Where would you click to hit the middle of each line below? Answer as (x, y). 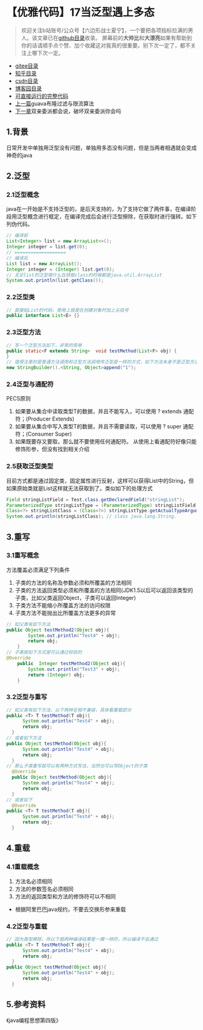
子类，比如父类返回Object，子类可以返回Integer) (75, 597)
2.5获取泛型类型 (30, 466)
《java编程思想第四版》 (34, 1020)
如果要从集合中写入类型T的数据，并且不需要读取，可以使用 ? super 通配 (104, 426)
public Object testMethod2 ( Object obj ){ (58, 630)
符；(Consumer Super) (43, 434)
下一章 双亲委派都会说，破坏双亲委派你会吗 (68, 111)
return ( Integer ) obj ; (56, 675)
